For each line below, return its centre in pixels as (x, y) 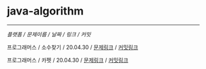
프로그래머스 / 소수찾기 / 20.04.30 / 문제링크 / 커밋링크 (72, 47)
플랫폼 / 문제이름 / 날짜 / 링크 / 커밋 (49, 34)
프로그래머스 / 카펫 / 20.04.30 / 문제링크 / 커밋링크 (68, 60)
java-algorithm (46, 11)
